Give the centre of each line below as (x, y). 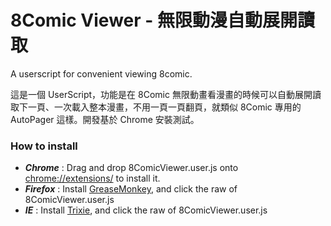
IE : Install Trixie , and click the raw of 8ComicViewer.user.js (146, 210)
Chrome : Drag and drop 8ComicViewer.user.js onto (131, 168)
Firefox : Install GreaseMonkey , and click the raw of (131, 189)
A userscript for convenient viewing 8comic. (101, 73)
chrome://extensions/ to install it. (92, 178)
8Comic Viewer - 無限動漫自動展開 (154, 20)
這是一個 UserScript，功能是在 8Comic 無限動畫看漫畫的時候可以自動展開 (161, 94)
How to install (44, 146)
